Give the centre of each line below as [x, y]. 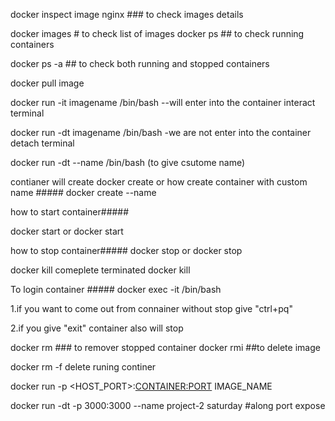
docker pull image [47, 83]
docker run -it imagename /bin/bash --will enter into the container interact [163, 102]
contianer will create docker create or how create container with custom [159, 182]
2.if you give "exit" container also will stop [97, 328]
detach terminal [42, 143]
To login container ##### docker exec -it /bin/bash [116, 289]
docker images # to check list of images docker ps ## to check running [157, 33]
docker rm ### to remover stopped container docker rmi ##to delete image [165, 347]
